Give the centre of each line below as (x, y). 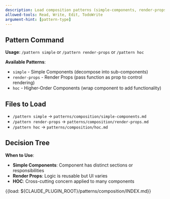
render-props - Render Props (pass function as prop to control (77, 77)
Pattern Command (35, 40)
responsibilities (28, 170)
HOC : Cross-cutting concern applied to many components (73, 181)
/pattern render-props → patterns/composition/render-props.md (81, 122)
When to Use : (20, 155)
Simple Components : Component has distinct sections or (73, 165)
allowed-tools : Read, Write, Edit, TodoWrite (54, 15)
